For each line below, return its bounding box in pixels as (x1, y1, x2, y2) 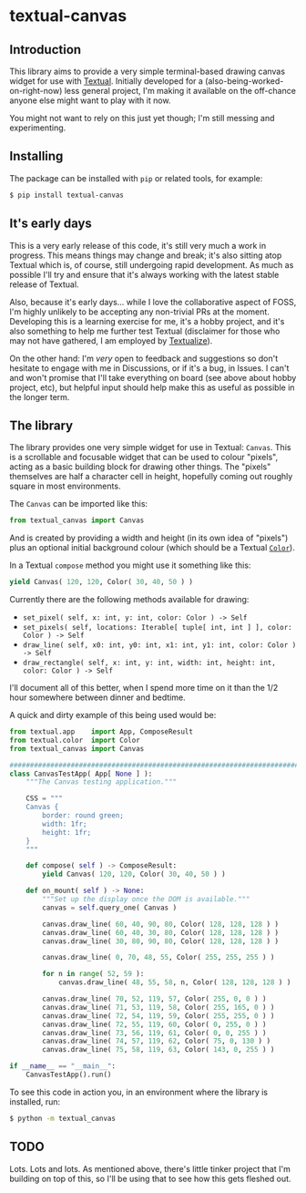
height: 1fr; (42, 828, 92, 837)
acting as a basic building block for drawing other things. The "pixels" (9, 461, 271, 472)
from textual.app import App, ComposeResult (9, 727, 194, 736)
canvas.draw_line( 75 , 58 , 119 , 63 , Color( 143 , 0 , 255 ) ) (42, 1045, 275, 1054)
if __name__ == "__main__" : (9, 1062, 117, 1071)
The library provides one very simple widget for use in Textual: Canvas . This (9, 442, 291, 453)
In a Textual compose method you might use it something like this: (9, 560, 251, 571)
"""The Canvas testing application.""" (25, 777, 178, 787)
